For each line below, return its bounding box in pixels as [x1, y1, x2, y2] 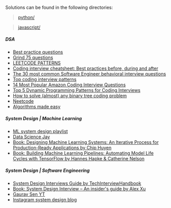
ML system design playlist [12, 128, 68, 134]
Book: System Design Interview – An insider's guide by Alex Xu [12, 185, 146, 192]
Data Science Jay [12, 134, 50, 140]
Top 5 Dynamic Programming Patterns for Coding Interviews [12, 87, 141, 93]
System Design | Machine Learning [5, 115, 82, 121]
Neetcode [12, 98, 34, 104]
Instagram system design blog [12, 196, 77, 202]
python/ [17, 14, 35, 20]
